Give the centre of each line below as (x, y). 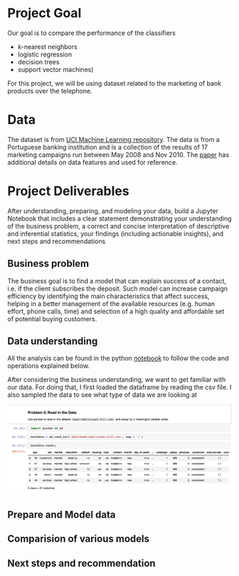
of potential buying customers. (52, 318)
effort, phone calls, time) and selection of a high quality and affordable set (116, 311)
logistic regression (45, 54)
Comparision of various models (78, 539)
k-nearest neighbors (48, 46)
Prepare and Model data (62, 514)
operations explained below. (49, 366)
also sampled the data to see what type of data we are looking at (102, 395)
